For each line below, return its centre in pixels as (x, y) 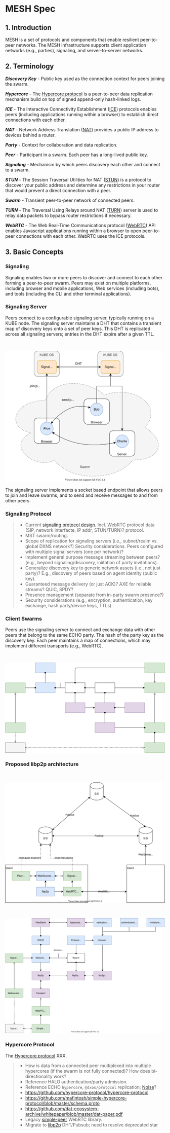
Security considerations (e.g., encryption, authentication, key (89, 600)
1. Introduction (28, 28)
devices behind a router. (30, 135)
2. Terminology (30, 66)
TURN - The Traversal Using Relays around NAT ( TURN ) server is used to (82, 210)
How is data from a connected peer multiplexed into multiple (88, 1066)
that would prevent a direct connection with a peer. (58, 190)
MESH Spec (30, 9)
